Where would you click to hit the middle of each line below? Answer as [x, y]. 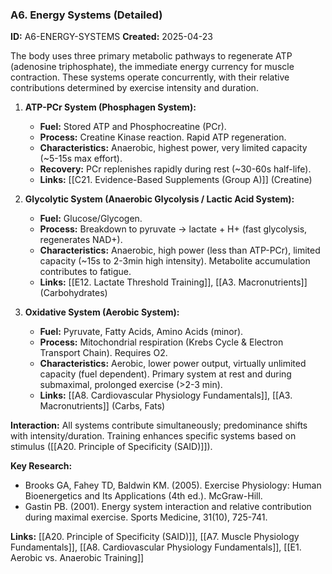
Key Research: [41, 466]
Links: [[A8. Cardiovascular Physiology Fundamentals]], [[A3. [166, 395]
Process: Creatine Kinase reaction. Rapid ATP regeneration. [163, 137]
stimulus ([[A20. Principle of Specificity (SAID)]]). [111, 447]
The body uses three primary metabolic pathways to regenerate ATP [151, 56]
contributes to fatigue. [85, 272]
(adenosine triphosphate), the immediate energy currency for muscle [152, 67]
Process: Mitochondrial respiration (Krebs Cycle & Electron [161, 342]
